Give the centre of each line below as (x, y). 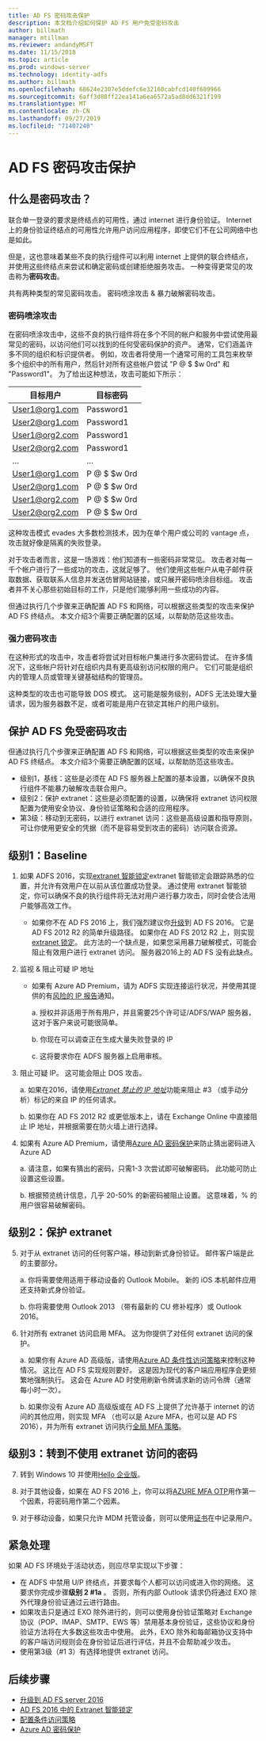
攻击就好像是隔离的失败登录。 (57, 543)
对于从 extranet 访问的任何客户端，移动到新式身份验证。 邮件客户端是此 (137, 1253)
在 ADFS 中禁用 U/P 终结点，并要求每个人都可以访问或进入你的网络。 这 (137, 1583)
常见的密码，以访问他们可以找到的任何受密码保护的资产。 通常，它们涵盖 (127, 345)
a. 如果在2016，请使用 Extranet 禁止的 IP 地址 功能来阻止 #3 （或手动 (130, 1089)
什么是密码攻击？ (50, 199)
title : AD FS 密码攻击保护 (49, 15)
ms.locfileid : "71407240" (51, 126)
